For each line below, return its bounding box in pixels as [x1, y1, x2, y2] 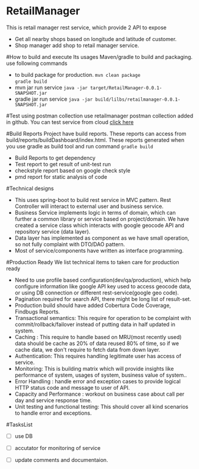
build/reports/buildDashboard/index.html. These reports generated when [6, 136, 185, 144]
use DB [14, 432, 33, 439]
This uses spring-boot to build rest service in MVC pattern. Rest [14, 196, 171, 203]
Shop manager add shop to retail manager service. [14, 42, 140, 49]
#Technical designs [6, 185, 54, 192]
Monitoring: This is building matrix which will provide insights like [14, 365, 174, 372]
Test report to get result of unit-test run [14, 160, 111, 167]
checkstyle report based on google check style [14, 167, 131, 174]
